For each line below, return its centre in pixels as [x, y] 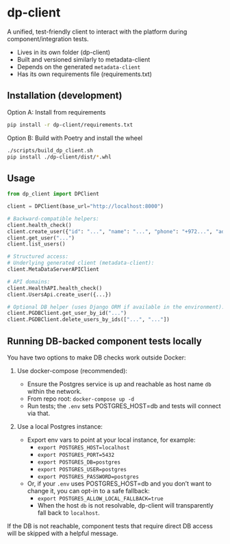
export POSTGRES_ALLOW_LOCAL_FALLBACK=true [100, 499]
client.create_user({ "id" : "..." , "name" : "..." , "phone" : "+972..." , [110, 231]
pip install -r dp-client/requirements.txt [70, 125]
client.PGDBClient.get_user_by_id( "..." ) [67, 314]
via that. [38, 413]
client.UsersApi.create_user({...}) [59, 294]
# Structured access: [38, 257]
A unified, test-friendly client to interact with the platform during [97, 32]
